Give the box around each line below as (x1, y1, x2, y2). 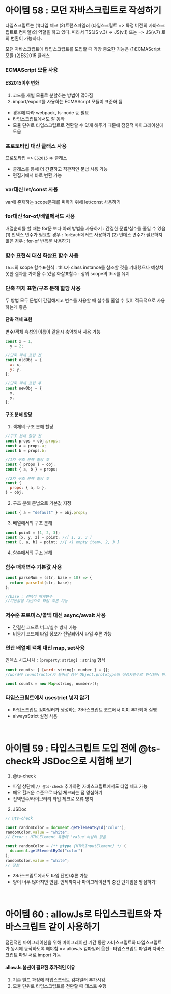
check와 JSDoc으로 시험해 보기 (5, 755, 132, 767)
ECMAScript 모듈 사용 (5, 66, 59, 73)
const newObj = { (5, 385, 42, 391)
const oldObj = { (5, 357, 42, 363)
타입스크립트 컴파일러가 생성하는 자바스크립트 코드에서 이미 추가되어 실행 (12, 706, 157, 713)
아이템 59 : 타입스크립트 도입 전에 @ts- (5, 742, 160, 754)
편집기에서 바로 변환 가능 (12, 172, 62, 178)
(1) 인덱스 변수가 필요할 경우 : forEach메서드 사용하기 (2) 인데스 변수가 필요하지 (5, 231, 163, 237)
